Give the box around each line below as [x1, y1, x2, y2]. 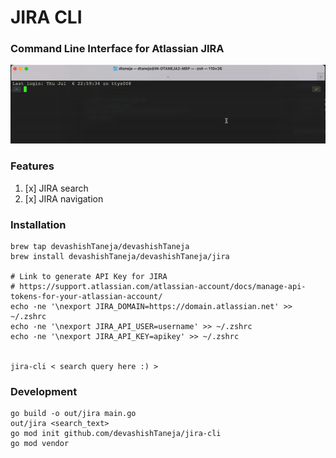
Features [10, 159, 55, 173]
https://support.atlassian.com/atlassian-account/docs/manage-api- [19, 282, 307, 292]
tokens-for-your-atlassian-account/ [10, 292, 163, 302]
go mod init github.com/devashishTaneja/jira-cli [10, 429, 222, 439]
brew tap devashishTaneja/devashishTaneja [10, 242, 190, 252]
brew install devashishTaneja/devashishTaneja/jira [10, 252, 230, 262]
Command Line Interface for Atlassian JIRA [10, 42, 225, 56]
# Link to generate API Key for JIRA [10, 272, 168, 282]
